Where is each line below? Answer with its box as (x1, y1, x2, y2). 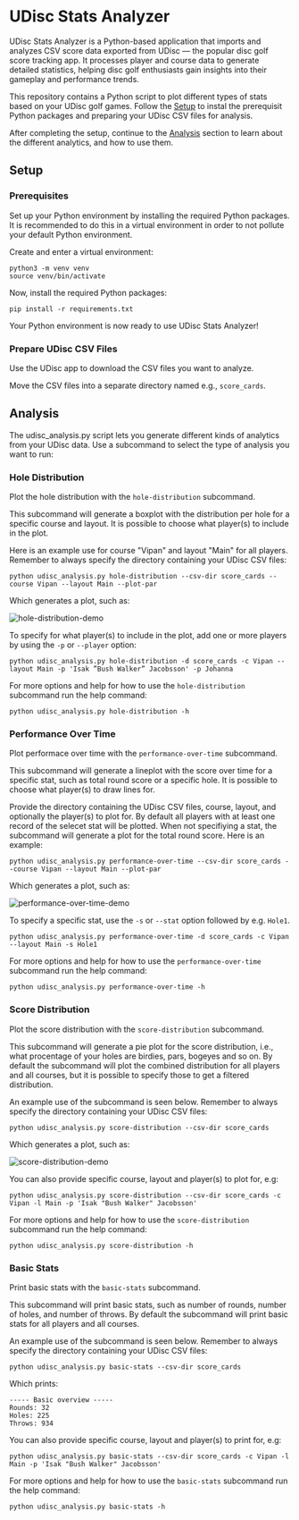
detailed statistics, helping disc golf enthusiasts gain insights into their (9, 64, 268, 75)
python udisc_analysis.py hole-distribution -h (9, 707, 190, 716)
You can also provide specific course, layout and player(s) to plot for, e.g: (9, 1173, 279, 1184)
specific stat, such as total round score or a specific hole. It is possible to (9, 775, 278, 786)
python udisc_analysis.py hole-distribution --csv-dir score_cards (9, 572, 266, 581)
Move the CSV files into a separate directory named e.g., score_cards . (9, 380, 266, 391)
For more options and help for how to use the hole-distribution (9, 680, 245, 691)
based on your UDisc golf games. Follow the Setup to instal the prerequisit (9, 100, 283, 111)
